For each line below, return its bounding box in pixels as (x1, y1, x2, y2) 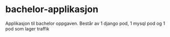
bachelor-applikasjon (5, 4, 99, 15)
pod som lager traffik (5, 25, 50, 31)
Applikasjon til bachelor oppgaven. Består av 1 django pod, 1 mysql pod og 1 (5, 20, 165, 26)
